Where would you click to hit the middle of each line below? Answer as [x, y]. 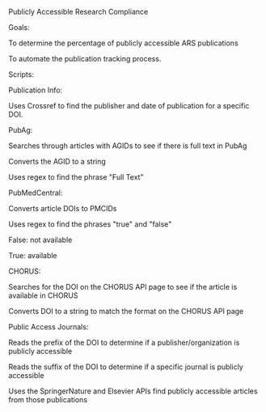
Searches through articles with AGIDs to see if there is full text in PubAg [128, 146]
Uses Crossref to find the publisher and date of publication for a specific [129, 106]
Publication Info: [36, 90]
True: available [33, 255]
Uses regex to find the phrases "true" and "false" [90, 224]
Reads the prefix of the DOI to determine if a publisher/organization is [124, 342]
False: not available [40, 240]
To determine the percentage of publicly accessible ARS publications [123, 43]
